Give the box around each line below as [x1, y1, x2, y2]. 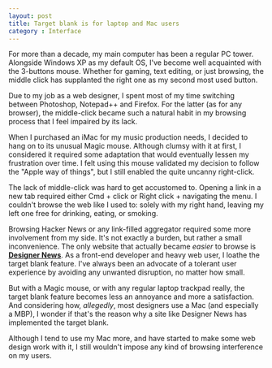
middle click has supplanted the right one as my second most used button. [8, 75, 258, 85]
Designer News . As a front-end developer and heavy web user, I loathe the [8, 250, 260, 260]
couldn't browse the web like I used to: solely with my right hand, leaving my [8, 200, 264, 210]
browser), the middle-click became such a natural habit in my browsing [8, 108, 247, 118]
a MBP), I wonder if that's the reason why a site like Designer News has [8, 310, 248, 319]
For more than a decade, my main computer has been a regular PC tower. [8, 50, 254, 59]
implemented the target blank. [8, 318, 110, 327]
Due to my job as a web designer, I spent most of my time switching [8, 91, 235, 101]
